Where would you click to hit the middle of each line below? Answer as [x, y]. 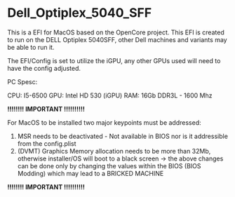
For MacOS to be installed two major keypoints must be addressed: [104, 122]
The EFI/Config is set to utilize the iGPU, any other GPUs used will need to [114, 60]
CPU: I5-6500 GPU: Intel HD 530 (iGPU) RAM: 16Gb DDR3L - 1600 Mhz [110, 95]
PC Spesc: [22, 81]
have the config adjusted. [44, 68]
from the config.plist [47, 143]
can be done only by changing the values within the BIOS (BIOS [109, 165]
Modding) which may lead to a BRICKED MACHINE [90, 173]
